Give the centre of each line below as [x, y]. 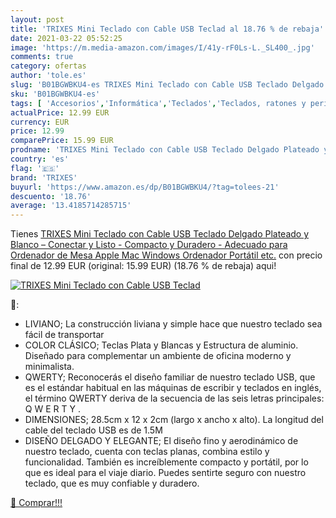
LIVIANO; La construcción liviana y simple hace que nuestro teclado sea [173, 324]
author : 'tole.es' [48, 76]
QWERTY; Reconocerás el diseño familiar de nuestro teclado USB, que [170, 377]
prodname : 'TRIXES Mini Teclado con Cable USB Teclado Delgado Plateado [165, 150]
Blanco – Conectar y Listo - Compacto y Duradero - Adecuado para [149, 245]
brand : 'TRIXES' [44, 177]
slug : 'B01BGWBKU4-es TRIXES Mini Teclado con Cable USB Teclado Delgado [167, 85]
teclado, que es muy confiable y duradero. [112, 483]
